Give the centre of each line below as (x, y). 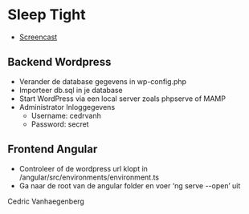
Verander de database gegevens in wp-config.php (102, 81)
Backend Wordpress (59, 62)
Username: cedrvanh (66, 115)
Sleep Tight (47, 15)
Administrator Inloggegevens (67, 107)
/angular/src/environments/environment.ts (89, 177)
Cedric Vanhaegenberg (46, 201)
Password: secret (60, 124)
